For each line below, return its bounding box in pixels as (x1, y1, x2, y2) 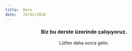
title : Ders (5, 7, 32, 12)
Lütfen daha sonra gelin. (59, 39, 109, 45)
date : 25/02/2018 (5, 12, 46, 17)
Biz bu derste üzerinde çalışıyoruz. (40, 28, 127, 35)
